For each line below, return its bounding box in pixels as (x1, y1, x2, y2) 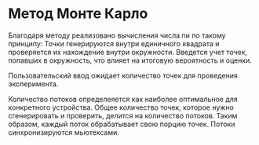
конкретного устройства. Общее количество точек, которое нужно (8, 103, 234, 112)
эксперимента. (8, 79, 59, 89)
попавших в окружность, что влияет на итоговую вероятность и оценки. (8, 56, 253, 65)
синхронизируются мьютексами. (8, 127, 119, 137)
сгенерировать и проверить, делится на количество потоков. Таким (8, 111, 238, 120)
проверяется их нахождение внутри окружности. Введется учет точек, (8, 47, 248, 56)
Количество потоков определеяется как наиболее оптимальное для (8, 94, 238, 103)
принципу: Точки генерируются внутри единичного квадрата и (8, 38, 220, 48)
